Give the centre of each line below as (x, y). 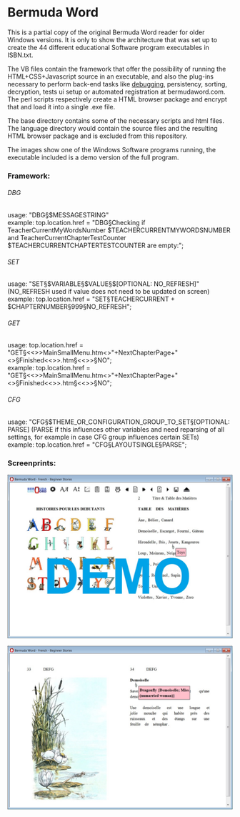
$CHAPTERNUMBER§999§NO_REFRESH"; (70, 307)
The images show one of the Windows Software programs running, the (112, 149)
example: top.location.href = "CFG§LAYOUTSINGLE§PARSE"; (97, 445)
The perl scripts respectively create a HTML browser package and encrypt (117, 99)
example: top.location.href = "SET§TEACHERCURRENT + (91, 299)
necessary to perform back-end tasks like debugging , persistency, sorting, (117, 84)
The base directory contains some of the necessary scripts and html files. (116, 120)
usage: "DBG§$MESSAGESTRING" (58, 215)
